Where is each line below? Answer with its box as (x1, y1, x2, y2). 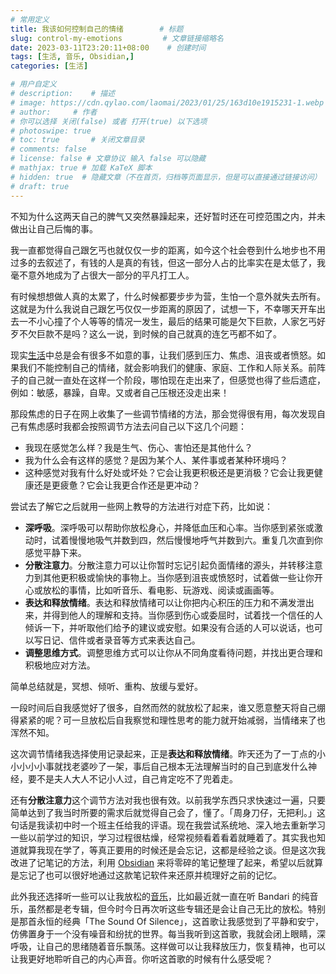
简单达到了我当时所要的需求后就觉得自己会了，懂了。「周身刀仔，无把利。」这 (10, 806, 326, 818)
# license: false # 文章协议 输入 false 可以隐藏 (10, 154, 207, 164)
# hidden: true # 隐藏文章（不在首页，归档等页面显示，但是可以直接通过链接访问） (10, 172, 322, 182)
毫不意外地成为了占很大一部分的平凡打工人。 (10, 269, 195, 281)
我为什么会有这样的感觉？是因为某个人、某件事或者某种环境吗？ (24, 454, 288, 466)
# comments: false (10, 144, 87, 155)
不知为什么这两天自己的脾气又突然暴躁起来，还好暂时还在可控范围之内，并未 (10, 210, 326, 222)
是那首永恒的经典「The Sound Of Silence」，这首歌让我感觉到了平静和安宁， (10, 915, 325, 927)
